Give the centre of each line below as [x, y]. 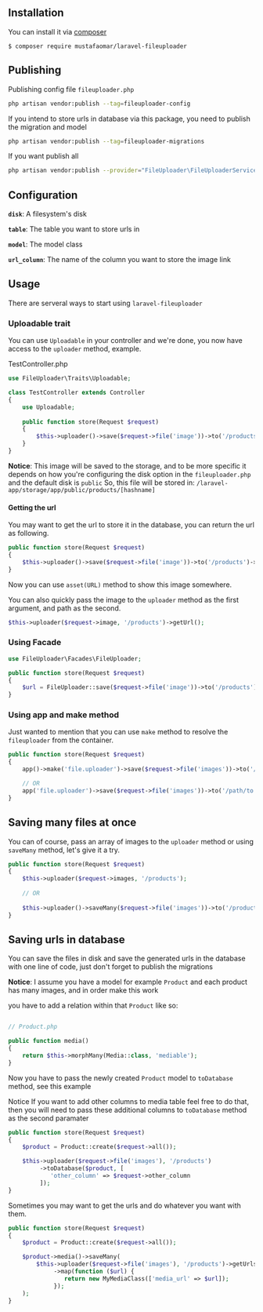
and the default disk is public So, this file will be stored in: [101, 483]
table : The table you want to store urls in [74, 229]
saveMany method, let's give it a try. [64, 850]
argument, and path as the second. [65, 608]
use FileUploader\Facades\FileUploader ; [75, 658]
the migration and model [48, 127]
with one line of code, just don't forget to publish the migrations [111, 967]
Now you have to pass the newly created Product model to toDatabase [121, 1077]
